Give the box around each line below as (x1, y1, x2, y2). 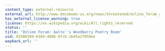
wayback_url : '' (5, 39, 38, 44)
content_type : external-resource (5, 7, 74, 12)
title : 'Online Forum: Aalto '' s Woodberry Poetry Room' (5, 30, 122, 34)
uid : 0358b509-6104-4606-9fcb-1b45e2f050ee (5, 34, 96, 39)
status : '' (5, 25, 27, 30)
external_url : (5, 12, 34, 17)
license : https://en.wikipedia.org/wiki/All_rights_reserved (5, 20, 133, 26)
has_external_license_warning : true (5, 16, 80, 21)
